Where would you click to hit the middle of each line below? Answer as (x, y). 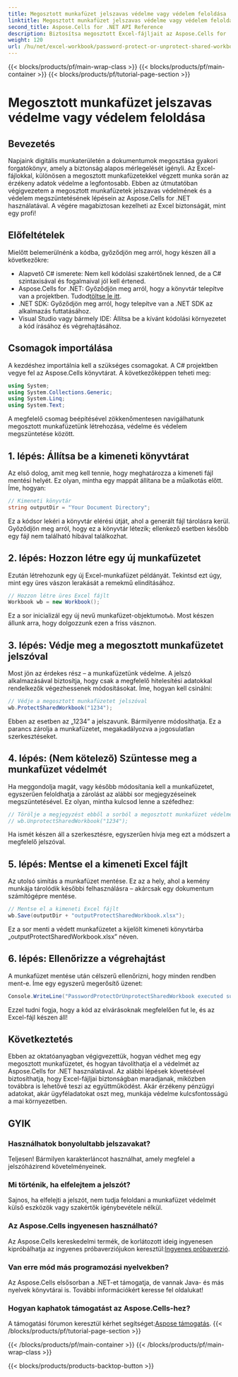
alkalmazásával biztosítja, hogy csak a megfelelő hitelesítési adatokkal (110, 681)
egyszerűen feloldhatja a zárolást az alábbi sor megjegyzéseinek (102, 794)
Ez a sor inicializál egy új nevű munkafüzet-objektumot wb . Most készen (111, 615)
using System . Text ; (37, 405)
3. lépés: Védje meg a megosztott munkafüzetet (116, 645)
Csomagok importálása (60, 348)
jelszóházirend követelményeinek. (57, 1167)
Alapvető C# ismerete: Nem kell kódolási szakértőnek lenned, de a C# (120, 273)
